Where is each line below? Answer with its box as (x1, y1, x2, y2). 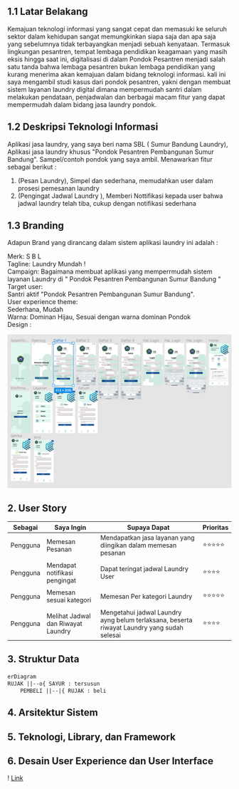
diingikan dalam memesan (100, 541, 177, 550)
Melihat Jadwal (46, 612, 91, 620)
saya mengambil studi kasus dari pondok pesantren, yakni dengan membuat (7, 78, 231, 86)
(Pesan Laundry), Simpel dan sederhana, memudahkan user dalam (17, 176, 213, 184)
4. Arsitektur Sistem (7, 706, 98, 719)
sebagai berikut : (7, 162, 57, 171)
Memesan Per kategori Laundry (100, 592, 193, 600)
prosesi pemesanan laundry (17, 184, 100, 192)
